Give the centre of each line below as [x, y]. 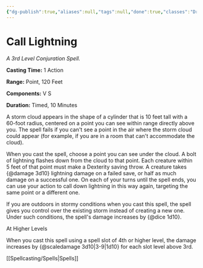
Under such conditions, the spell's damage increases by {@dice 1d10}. [94, 217]
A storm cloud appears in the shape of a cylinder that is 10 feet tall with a [97, 117]
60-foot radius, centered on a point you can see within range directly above [100, 123]
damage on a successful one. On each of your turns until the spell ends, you [101, 179]
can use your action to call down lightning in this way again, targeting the [97, 186]
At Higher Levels [27, 228]
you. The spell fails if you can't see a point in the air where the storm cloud [99, 129]
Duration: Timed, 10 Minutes [42, 105]
